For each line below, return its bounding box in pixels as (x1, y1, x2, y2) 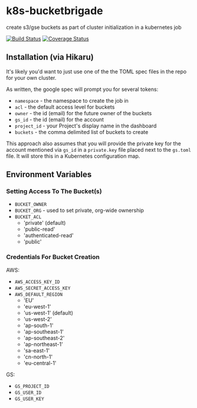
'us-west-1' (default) (23, 309, 74, 316)
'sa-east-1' (23, 347, 50, 354)
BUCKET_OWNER (14, 202, 47, 208)
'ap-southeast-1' (23, 328, 64, 335)
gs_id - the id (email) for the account (14, 116, 104, 123)
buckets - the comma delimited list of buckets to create (14, 128, 149, 135)
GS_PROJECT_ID (14, 383, 50, 389)
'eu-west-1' (23, 303, 51, 310)
